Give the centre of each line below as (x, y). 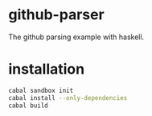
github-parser (56, 15)
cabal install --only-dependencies (68, 98)
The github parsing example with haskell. (76, 37)
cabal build (28, 106)
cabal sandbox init (41, 90)
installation (47, 69)
